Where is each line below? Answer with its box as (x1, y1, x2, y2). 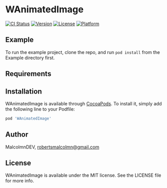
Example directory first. (5, 54, 55, 61)
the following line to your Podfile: (5, 106, 76, 112)
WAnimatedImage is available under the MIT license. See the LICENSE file (5, 172, 162, 178)
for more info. (5, 178, 34, 184)
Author (5, 130, 28, 139)
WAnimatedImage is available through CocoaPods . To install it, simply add (5, 100, 162, 106)
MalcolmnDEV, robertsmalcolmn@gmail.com (5, 144, 100, 150)
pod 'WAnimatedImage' (5, 116, 52, 121)
